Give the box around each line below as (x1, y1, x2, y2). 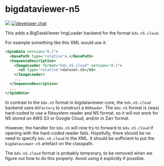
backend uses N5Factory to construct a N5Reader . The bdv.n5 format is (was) (5, 105, 160, 111)
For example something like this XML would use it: (5, 40, 107, 45)
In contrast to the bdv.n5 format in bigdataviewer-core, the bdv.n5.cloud (5, 99, 151, 105)
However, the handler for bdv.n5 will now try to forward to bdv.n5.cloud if (5, 124, 154, 130)
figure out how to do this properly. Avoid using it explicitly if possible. (5, 155, 145, 161)
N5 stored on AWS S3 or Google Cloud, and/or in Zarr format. (5, 115, 130, 121)
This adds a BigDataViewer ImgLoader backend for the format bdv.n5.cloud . (5, 30, 160, 36)
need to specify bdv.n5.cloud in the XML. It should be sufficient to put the (5, 135, 155, 141)
